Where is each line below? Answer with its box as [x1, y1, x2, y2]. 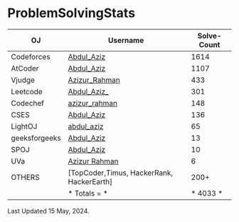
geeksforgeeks [11, 133, 62, 143]
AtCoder [11, 63, 39, 73]
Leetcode [11, 86, 43, 96]
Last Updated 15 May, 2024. [7, 206, 90, 215]
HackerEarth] [68, 176, 113, 186]
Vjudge [11, 75, 36, 85]
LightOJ [11, 121, 38, 131]
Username [107, 35, 144, 45]
